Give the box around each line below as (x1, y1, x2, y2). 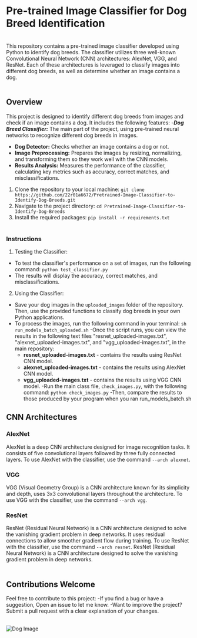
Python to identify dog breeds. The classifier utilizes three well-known (6, 48, 176, 55)
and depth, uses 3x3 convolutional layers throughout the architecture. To (6, 491, 183, 498)
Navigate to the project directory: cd (14, 202, 102, 209)
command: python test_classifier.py (14, 266, 108, 273)
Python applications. (14, 314, 65, 321)
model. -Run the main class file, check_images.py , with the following (23, 383, 187, 390)
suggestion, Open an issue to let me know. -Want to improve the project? (6, 601, 182, 609)
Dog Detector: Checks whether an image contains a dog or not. (14, 143, 169, 150)
